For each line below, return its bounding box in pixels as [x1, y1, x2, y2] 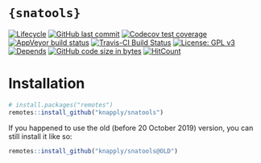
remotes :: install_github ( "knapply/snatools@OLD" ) [8, 147, 179, 155]
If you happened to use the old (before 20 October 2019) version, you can [8, 123, 254, 132]
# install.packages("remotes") [8, 100, 114, 109]
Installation [8, 75, 85, 93]
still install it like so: [8, 131, 72, 141]
